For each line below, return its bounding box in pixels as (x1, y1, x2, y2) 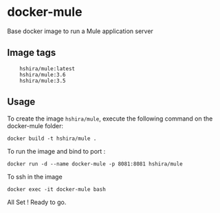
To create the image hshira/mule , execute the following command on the (7, 114, 213, 123)
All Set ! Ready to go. (7, 198, 67, 206)
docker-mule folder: (7, 121, 64, 130)
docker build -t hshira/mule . (7, 135, 97, 142)
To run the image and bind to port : (7, 147, 106, 155)
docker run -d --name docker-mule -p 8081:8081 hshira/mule (7, 160, 184, 168)
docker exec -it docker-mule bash (7, 185, 107, 193)
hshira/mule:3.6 (19, 71, 67, 78)
